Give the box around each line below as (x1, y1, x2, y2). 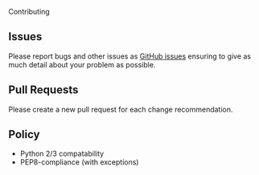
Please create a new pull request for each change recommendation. (8, 104, 233, 114)
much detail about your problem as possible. (8, 59, 156, 69)
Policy (8, 128, 40, 141)
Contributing (8, 7, 50, 16)
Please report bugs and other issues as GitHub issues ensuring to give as (8, 51, 252, 61)
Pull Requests (8, 83, 79, 97)
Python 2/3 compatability (19, 149, 105, 159)
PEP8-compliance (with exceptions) (19, 157, 139, 167)
